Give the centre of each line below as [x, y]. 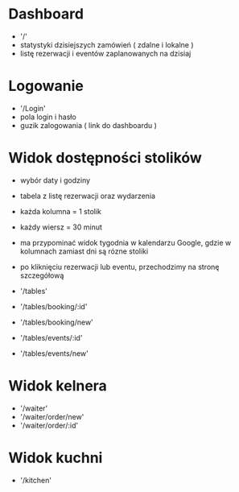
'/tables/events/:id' [51, 337]
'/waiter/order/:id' [49, 425]
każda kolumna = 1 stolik [61, 211]
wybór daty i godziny [55, 180]
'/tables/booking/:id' [54, 306]
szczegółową [42, 275]
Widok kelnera [58, 386]
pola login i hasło [48, 117]
